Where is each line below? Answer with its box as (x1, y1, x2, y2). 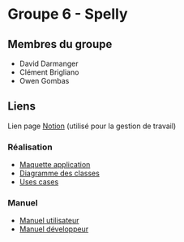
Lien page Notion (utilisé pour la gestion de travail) (7, 121, 177, 131)
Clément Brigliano (19, 67, 79, 77)
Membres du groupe (7, 37, 113, 51)
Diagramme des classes (19, 168, 101, 179)
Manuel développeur (19, 224, 89, 234)
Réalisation (7, 141, 53, 153)
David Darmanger (19, 58, 79, 68)
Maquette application (19, 160, 91, 170)
